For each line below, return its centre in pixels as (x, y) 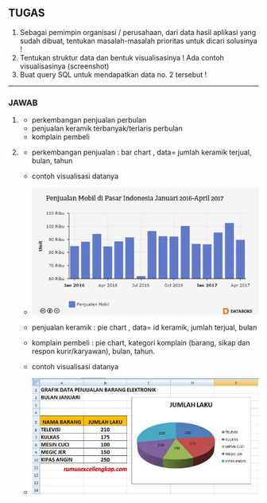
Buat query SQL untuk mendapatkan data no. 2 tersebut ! (113, 74)
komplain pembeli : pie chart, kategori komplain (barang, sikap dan (141, 343)
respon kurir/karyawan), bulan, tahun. (93, 351)
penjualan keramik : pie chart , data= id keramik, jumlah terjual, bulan (144, 328)
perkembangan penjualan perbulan (89, 120)
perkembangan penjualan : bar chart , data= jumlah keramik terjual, (141, 152)
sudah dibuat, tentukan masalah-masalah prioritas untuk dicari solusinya (139, 41)
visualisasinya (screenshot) (64, 66)
